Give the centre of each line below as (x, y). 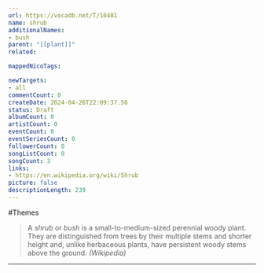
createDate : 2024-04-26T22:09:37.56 (68, 102)
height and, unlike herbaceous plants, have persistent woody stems (137, 244)
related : (22, 52)
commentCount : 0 (35, 95)
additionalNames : (37, 30)
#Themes (24, 212)
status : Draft (31, 110)
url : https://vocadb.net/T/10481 (63, 15)
